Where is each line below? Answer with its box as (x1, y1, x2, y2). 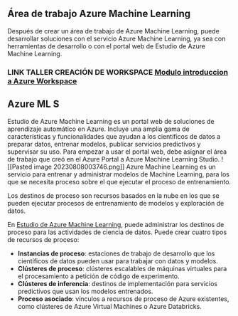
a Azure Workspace (7, 76, 77, 86)
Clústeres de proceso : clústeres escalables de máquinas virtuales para (17, 264, 227, 273)
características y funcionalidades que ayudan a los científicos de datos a (7, 132, 221, 140)
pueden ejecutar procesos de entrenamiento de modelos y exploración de (7, 199, 225, 207)
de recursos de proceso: (7, 235, 80, 243)
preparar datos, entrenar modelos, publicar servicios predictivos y (7, 139, 201, 148)
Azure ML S (7, 98, 60, 110)
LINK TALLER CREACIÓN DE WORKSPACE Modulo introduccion (7, 67, 229, 77)
